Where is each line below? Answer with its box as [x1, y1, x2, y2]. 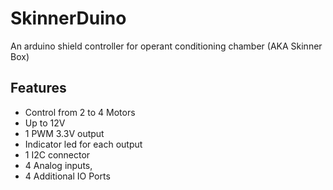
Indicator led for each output [24, 138, 143, 150]
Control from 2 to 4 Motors [24, 106, 136, 118]
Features [10, 80, 67, 97]
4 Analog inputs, [24, 159, 93, 171]
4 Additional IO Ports [24, 170, 111, 182]
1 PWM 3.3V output [24, 127, 105, 139]
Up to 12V [24, 117, 66, 129]
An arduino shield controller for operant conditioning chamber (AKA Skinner [10, 40, 323, 52]
